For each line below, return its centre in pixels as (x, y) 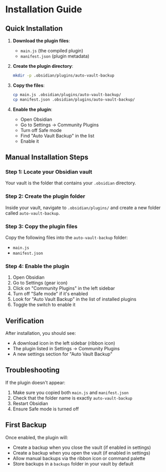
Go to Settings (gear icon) (40, 283)
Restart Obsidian (30, 403)
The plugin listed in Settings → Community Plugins (66, 349)
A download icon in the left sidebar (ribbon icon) (64, 343)
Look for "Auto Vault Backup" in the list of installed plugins (75, 299)
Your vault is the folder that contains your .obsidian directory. (71, 183)
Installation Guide (44, 10)
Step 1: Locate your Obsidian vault (49, 172)
